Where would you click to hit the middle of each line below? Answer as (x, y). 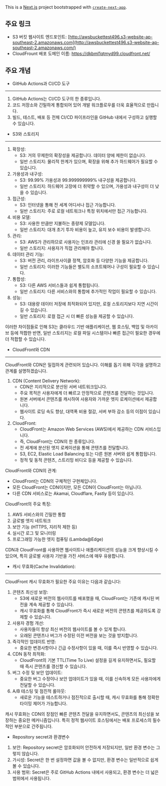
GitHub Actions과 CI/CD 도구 (41, 83)
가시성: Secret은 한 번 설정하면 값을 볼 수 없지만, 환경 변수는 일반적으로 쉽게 (85, 760)
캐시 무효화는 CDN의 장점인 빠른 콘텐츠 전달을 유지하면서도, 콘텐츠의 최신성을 (80, 714)
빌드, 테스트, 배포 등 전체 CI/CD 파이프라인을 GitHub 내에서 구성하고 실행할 (84, 117)
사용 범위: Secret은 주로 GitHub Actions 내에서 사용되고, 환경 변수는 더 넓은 (85, 772)
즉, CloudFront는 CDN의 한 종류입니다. (57, 441)
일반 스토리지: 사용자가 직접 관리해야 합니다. (62, 248)
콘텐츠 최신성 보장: (30, 592)
